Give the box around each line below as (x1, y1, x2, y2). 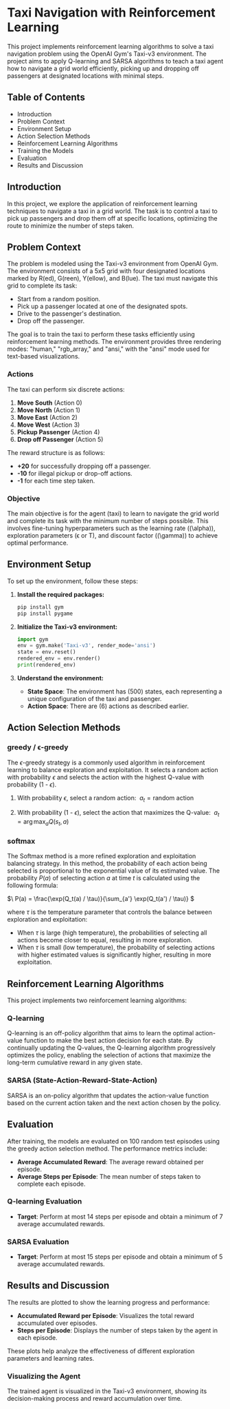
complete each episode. (16, 1179, 86, 1188)
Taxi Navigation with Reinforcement (7, 5, 216, 21)
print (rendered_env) (16, 662, 76, 669)
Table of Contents (7, 92, 86, 103)
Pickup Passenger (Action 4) (16, 427, 100, 436)
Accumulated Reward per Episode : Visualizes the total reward (16, 1311, 194, 1319)
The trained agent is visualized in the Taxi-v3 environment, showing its (7, 1387, 207, 1395)
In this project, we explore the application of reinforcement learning (7, 199, 198, 207)
